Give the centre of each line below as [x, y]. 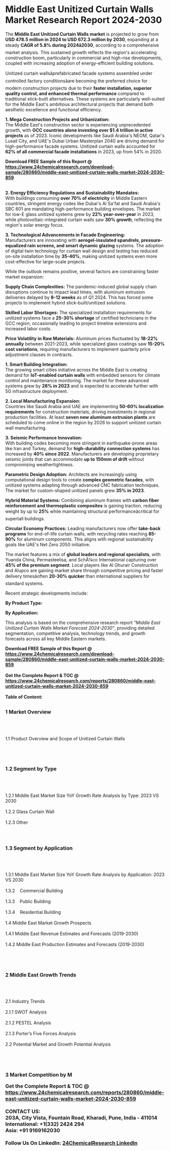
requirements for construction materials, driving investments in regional [80, 412]
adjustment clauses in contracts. [39, 355]
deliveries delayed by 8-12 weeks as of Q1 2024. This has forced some [79, 297]
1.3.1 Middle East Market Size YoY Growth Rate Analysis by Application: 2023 [85, 875]
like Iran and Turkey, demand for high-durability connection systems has [82, 448]
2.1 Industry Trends [25, 1001]
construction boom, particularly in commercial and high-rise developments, [84, 58]
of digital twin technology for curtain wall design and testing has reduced [81, 251]
